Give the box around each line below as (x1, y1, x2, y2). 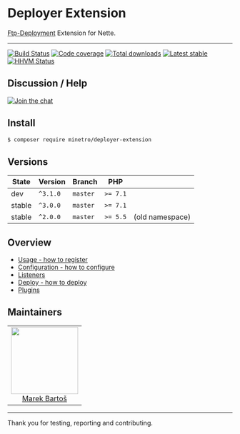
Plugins (17, 286, 41, 294)
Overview (7, 236, 52, 248)
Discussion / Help (7, 77, 88, 90)
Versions (7, 156, 49, 168)
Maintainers (7, 306, 63, 318)
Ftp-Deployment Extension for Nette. (7, 29, 116, 37)
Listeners (17, 271, 46, 279)
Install (7, 117, 36, 129)
